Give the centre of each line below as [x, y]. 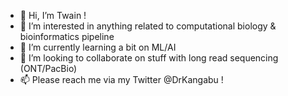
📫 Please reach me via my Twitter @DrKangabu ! [121, 79]
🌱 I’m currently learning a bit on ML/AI [98, 47]
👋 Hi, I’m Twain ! [53, 15]
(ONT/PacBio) [48, 68]
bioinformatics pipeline [67, 36]
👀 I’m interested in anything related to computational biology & [148, 26]
